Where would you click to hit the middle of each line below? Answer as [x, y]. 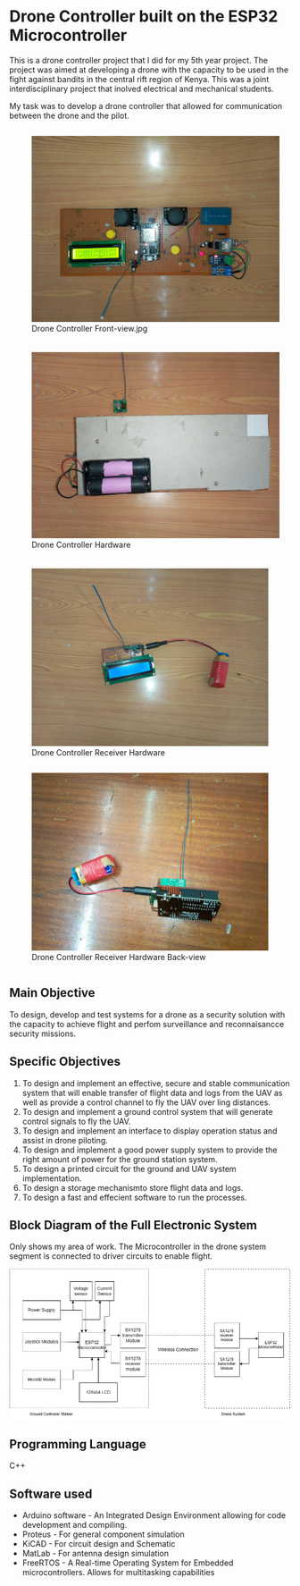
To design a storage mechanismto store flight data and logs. [133, 1187]
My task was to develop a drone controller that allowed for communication [146, 105]
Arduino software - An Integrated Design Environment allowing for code [154, 1515]
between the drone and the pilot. [69, 115]
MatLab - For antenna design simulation [96, 1554]
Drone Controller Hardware [81, 544]
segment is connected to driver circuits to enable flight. [111, 1256]
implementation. [52, 1178]
